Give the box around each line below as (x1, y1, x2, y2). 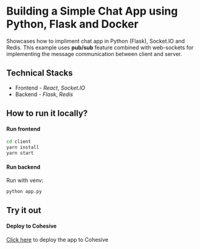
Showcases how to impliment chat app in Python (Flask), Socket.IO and (6, 37, 185, 44)
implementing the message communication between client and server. (6, 50, 182, 57)
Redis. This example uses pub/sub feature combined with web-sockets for (6, 44, 194, 51)
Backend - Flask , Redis (15, 90, 74, 98)
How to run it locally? (6, 108, 88, 119)
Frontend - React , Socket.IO (15, 84, 86, 91)
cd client (6, 139, 32, 145)
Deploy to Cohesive (6, 222, 57, 230)
